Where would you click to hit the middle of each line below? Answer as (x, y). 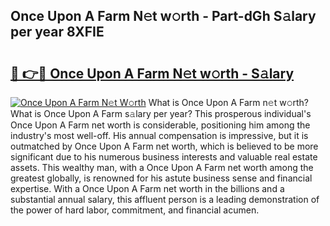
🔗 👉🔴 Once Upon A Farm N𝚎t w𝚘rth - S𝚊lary (152, 73)
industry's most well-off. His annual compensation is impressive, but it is (159, 135)
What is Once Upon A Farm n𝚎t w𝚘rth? (229, 102)
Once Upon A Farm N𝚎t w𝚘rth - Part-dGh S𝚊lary (163, 16)
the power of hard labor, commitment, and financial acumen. (135, 210)
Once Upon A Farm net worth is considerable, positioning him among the (160, 125)
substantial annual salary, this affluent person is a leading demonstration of (165, 199)
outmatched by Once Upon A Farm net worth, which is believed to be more (164, 146)
